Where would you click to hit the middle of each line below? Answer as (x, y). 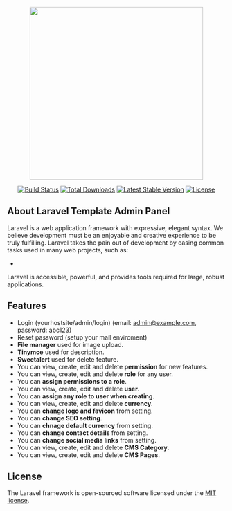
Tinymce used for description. (61, 352)
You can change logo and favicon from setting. (85, 411)
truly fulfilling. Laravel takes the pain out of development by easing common (116, 243)
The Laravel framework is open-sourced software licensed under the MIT (112, 493)
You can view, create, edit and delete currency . (85, 403)
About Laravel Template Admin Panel (89, 211)
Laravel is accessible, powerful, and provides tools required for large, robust (116, 277)
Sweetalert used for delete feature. (68, 359)
